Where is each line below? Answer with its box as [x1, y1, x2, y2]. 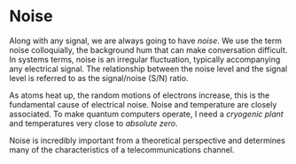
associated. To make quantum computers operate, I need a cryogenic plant [9, 108, 284, 119]
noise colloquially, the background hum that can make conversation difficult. [9, 44, 288, 55]
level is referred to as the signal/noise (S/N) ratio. [9, 72, 189, 83]
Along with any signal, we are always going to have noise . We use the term [9, 35, 282, 46]
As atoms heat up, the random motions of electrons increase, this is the [9, 90, 270, 101]
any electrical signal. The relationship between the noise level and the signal [9, 63, 288, 74]
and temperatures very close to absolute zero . [9, 117, 179, 129]
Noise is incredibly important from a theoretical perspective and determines [9, 135, 285, 145]
